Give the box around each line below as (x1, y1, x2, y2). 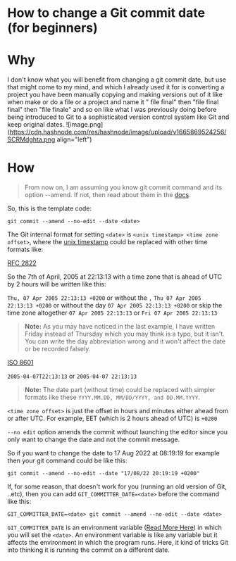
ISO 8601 (7, 358, 34, 367)
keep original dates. (7, 120, 65, 129)
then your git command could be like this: (7, 456, 128, 465)
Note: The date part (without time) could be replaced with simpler (24, 386, 216, 394)
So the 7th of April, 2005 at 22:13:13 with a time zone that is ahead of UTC (7, 272, 223, 281)
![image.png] (66, 120, 104, 129)
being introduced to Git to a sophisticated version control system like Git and (7, 113, 230, 121)
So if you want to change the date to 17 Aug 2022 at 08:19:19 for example (7, 449, 220, 458)
